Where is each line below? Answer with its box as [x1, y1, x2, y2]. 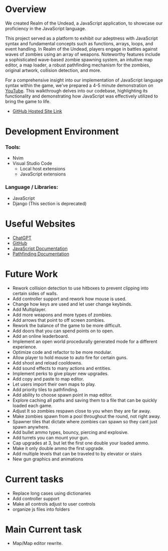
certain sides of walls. [12, 290, 58, 296]
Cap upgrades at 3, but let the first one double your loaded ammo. [12, 440, 149, 446]
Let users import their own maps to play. [12, 381, 96, 387]
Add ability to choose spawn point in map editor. [12, 392, 113, 398]
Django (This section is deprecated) [12, 200, 87, 207]
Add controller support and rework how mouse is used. [12, 296, 127, 302]
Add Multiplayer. [12, 306, 47, 312]
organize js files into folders [12, 506, 70, 512]
